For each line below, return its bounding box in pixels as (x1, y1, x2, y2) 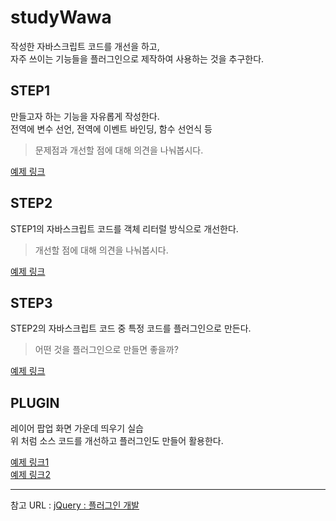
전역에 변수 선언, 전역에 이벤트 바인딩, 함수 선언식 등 (10, 122, 213, 135)
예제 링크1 (10, 456, 50, 468)
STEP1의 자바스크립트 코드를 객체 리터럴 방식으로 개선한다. (10, 222, 239, 235)
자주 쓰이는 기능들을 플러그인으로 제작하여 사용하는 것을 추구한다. (10, 52, 265, 65)
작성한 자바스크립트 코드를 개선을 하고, (10, 40, 160, 52)
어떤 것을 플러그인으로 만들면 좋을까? (34, 344, 179, 356)
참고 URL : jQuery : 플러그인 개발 (10, 499, 140, 511)
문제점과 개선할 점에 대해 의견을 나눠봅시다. (34, 144, 204, 156)
